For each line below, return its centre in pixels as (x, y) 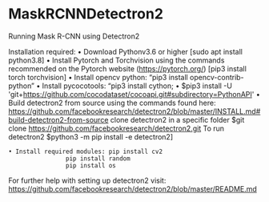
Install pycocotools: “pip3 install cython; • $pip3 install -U (137, 86)
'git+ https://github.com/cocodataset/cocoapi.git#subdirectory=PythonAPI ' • (134, 94)
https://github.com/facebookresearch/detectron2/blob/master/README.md (133, 188)
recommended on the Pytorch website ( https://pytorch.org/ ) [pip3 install (127, 68)
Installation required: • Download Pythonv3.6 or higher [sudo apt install (125, 51)
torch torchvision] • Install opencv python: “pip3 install (98, 77)
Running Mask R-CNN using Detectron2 (74, 36)
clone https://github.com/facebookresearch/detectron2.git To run (116, 128)
